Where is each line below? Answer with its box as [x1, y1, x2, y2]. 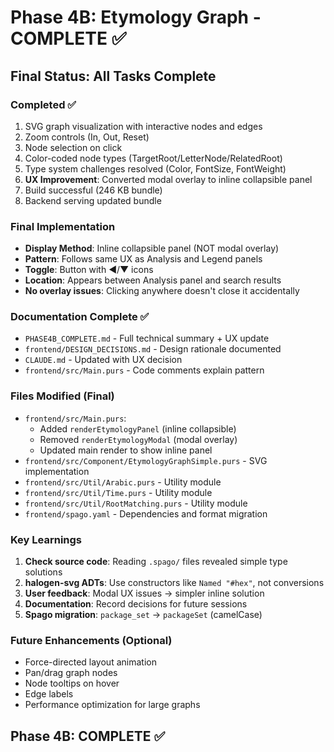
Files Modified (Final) [10, 389, 115, 403]
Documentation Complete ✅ [10, 310, 150, 324]
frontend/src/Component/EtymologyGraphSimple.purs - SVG [24, 454, 268, 466]
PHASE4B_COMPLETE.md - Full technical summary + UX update [24, 332, 270, 345]
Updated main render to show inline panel [39, 444, 213, 456]
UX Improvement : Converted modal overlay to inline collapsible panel [24, 173, 313, 185]
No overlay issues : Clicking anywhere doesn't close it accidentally [24, 285, 300, 297]
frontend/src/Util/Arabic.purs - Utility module [24, 476, 222, 488]
